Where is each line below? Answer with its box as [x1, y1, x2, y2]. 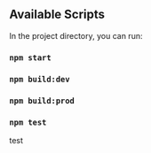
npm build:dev [9, 74, 70, 84]
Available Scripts [9, 7, 105, 22]
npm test [9, 117, 47, 127]
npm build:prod [9, 96, 75, 105]
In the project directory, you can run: [9, 30, 143, 41]
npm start [9, 52, 52, 63]
